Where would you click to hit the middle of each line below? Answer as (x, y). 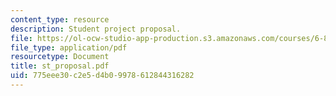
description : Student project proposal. (96, 29)
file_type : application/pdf (69, 47)
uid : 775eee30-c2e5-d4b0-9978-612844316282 (102, 76)
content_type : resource (60, 19)
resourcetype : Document (60, 57)
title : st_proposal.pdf (60, 66)
